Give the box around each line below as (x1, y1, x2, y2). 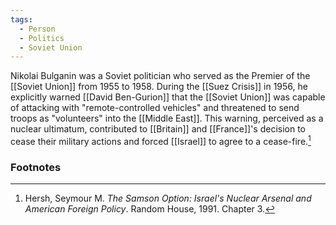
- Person (19, 24, 56, 34)
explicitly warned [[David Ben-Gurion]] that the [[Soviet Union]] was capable (10, 91, 326, 103)
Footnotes (10, 160, 62, 174)
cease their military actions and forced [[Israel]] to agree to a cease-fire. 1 (10, 134, 312, 147)
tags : (10, 14, 33, 25)
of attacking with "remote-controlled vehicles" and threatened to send (10, 102, 300, 114)
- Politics (19, 33, 65, 43)
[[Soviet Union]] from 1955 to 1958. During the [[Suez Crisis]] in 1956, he (10, 81, 308, 93)
